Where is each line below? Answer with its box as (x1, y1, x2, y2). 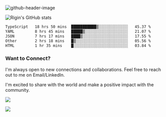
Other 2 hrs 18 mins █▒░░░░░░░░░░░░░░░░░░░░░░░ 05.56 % (5, 38, 151, 43)
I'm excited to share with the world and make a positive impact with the (5, 81, 154, 88)
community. (5, 87, 30, 93)
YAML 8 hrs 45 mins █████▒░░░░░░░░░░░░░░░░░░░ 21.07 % (5, 29, 151, 34)
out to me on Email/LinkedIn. (5, 72, 65, 78)
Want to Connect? (5, 55, 51, 62)
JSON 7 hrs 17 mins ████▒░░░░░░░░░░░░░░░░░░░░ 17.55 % (5, 33, 151, 39)
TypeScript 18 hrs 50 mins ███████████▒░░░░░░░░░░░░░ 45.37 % (5, 24, 151, 29)
